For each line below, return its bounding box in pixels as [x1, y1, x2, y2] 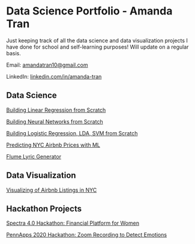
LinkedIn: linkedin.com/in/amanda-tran [6, 73, 102, 80]
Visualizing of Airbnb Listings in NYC [6, 186, 97, 194]
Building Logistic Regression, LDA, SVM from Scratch [6, 129, 138, 136]
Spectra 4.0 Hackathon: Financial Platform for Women [6, 219, 140, 227]
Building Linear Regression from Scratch [6, 106, 106, 114]
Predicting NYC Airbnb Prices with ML [6, 141, 101, 148]
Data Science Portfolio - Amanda [6, 4, 173, 18]
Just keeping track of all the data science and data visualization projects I [6, 37, 188, 44]
